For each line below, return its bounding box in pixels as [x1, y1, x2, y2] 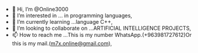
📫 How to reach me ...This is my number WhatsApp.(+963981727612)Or [11, 32, 192, 38]
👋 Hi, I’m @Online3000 [11, 6, 69, 13]
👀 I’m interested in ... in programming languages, [11, 12, 132, 19]
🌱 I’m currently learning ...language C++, [11, 18, 113, 25]
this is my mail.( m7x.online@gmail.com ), [11, 40, 113, 47]
